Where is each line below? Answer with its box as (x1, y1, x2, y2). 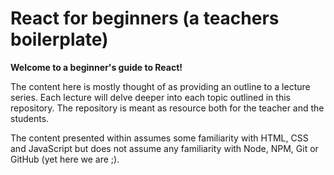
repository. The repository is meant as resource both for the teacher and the (10, 102, 325, 114)
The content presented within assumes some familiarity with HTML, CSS (10, 132, 309, 144)
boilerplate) (10, 28, 109, 51)
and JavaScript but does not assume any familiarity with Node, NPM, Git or (10, 142, 319, 154)
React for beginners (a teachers (10, 7, 280, 30)
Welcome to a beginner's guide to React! (10, 61, 183, 73)
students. (10, 112, 50, 124)
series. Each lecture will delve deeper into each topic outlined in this (10, 91, 291, 103)
